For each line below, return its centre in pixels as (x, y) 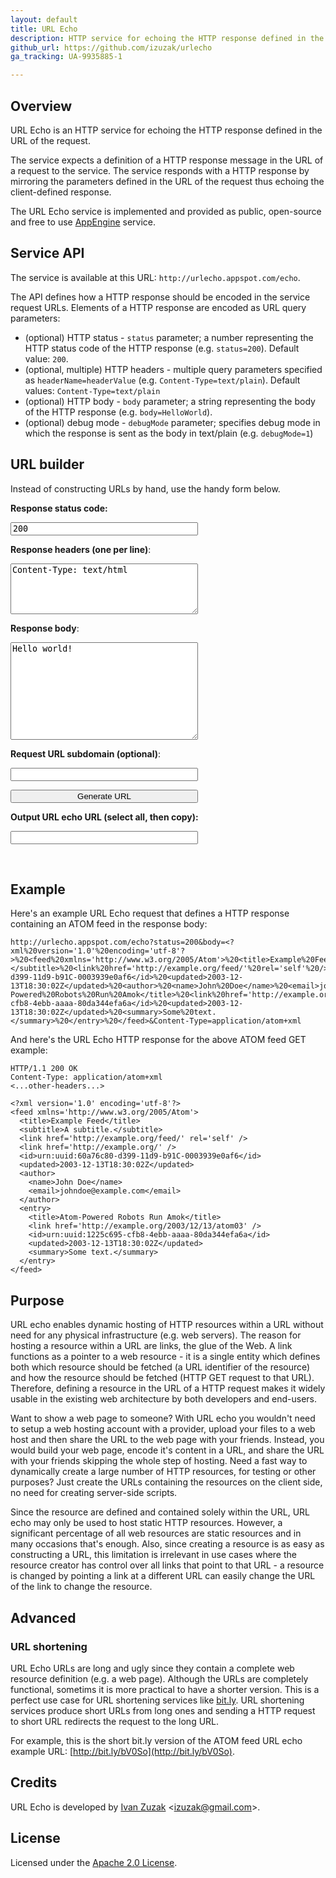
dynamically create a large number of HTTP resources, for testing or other (163, 1472)
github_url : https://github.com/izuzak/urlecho (111, 47)
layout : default (44, 19)
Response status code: (59, 508)
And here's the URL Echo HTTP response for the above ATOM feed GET (158, 1040)
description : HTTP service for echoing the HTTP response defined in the (167, 38)
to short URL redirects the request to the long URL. (115, 1721)
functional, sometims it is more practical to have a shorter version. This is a (165, 1689)
